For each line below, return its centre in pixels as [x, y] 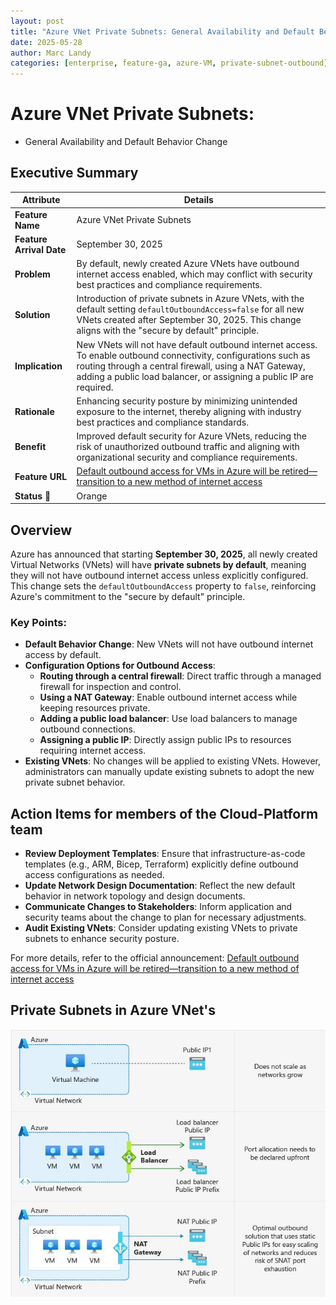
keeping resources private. [95, 708]
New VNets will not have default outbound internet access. [197, 344]
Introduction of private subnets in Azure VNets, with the [190, 299]
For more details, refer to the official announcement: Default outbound [155, 958]
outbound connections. [88, 729]
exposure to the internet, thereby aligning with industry [189, 411]
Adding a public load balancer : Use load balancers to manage [168, 719]
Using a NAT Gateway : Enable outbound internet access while [168, 697]
